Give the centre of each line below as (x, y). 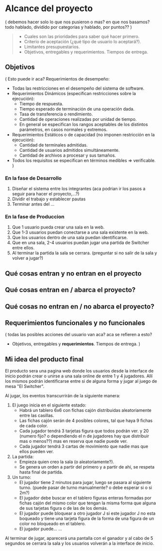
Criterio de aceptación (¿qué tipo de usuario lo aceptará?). (83, 41)
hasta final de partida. (41, 472)
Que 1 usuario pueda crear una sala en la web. (58, 227)
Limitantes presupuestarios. (52, 47)
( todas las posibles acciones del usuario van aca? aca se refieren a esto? (79, 335)
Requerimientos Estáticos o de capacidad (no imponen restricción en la (83, 134)
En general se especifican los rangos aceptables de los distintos (83, 124)
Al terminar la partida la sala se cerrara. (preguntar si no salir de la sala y (84, 253)
